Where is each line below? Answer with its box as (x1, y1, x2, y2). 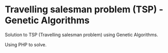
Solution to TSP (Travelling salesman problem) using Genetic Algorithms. (5, 31, 158, 38)
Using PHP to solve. (5, 41, 47, 47)
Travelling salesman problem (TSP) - (5, 4, 163, 15)
